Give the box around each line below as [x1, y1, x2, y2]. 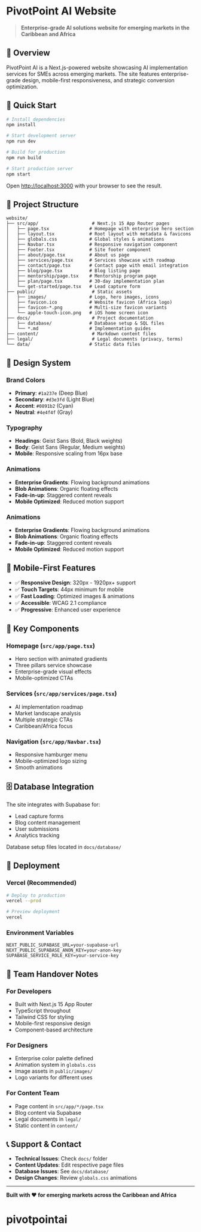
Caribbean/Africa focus [14, 722, 73, 729]
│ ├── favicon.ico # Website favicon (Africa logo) [6, 299, 172, 306]
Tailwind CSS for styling [14, 1013, 74, 1021]
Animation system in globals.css [14, 1061, 96, 1069]
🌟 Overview [6, 48, 50, 58]
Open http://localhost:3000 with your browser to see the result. [6, 182, 163, 189]
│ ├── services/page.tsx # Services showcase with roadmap [6, 257, 175, 264]
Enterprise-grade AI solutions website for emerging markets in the [20, 24, 190, 31]
